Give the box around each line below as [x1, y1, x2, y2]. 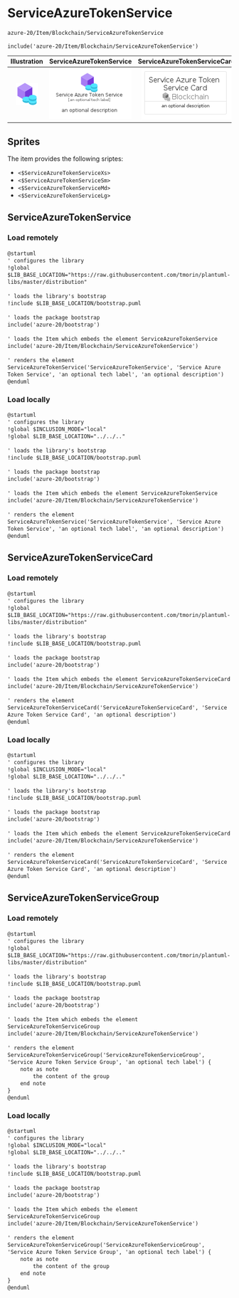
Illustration [10, 57, 44, 65]
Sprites [7, 135, 41, 147]
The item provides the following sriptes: [7, 154, 124, 163]
